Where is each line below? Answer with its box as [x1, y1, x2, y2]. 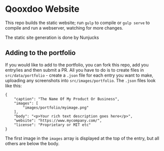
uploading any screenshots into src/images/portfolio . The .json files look [5, 77, 156, 83]
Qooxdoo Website [5, 3, 80, 15]
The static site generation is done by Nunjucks [5, 34, 99, 40]
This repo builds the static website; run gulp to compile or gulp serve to [5, 20, 150, 26]
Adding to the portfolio [5, 49, 76, 57]
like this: [5, 83, 22, 89]
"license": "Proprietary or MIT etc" [14, 122, 91, 127]
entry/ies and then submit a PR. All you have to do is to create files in [5, 67, 144, 73]
